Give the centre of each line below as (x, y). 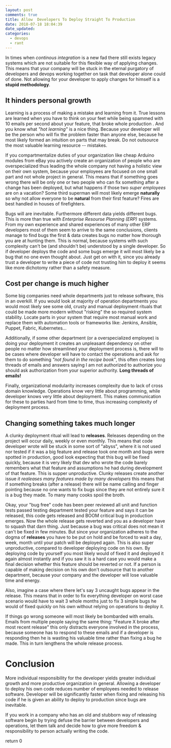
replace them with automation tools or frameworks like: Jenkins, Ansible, (81, 323)
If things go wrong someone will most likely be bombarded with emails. (80, 616)
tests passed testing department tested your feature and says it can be (80, 510)
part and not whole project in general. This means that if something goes (81, 176)
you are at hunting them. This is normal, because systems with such (77, 241)
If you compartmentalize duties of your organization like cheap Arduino (80, 155)
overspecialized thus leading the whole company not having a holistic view (84, 166)
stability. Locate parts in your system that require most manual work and (81, 317)
